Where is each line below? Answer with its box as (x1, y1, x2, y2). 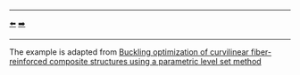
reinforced (9, 56, 47, 66)
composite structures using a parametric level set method (48, 56, 262, 66)
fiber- (251, 47, 272, 57)
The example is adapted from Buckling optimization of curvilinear (9, 47, 250, 57)
